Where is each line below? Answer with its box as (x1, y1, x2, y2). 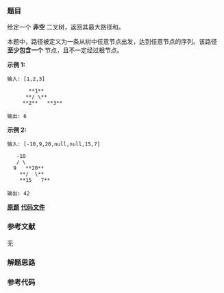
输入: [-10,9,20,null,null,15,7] (7, 141, 101, 148)
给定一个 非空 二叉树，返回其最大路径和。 (7, 23, 125, 32)
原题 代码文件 (7, 203, 45, 211)
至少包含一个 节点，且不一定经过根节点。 (7, 46, 123, 54)
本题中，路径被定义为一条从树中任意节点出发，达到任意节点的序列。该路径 (7, 38, 217, 46)
